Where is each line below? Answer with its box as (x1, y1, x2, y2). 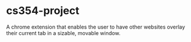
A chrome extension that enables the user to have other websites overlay (6, 23, 186, 30)
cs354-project (6, 4, 80, 17)
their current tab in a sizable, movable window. (6, 29, 121, 36)
